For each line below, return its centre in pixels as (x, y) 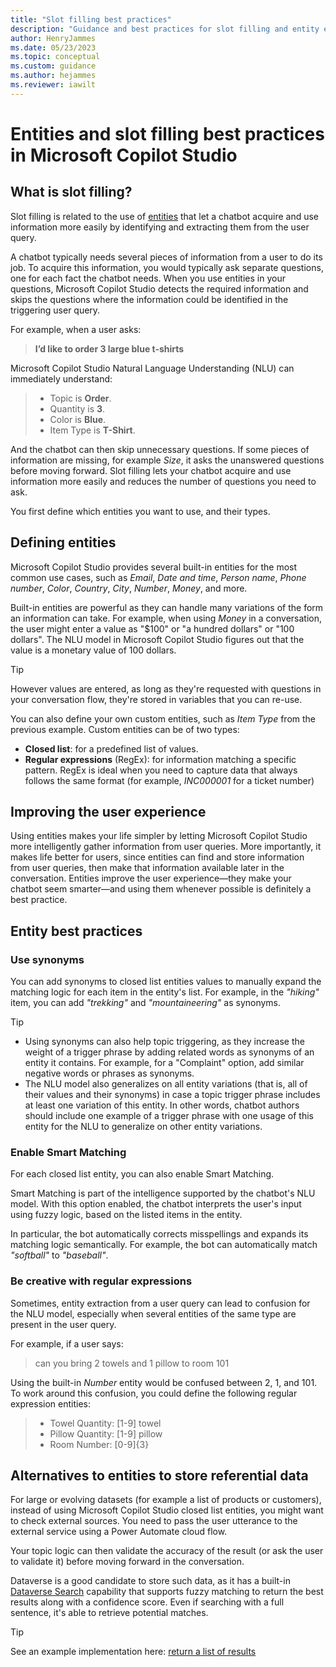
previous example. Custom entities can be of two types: (125, 729)
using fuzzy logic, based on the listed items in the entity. (126, 1215)
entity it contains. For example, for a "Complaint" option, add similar (164, 1063)
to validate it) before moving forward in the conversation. (127, 1562)
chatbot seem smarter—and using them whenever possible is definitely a (161, 889)
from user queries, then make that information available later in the (147, 868)
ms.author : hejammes (53, 76)
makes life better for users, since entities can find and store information (157, 857)
